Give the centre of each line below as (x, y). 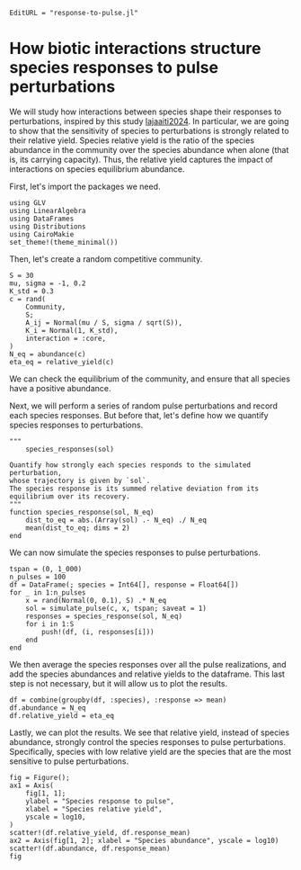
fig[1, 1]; (46, 793)
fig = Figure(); (40, 777)
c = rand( (28, 299)
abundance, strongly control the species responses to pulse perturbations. (147, 741)
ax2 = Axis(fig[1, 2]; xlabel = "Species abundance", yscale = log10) (144, 840)
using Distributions (48, 226)
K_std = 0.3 (31, 291)
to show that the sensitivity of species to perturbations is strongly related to (149, 130)
